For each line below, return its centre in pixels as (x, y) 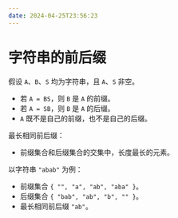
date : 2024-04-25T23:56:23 (53, 16)
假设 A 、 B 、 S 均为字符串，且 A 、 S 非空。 (74, 81)
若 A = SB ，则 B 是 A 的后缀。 (67, 108)
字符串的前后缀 (57, 57)
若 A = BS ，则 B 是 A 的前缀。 (67, 98)
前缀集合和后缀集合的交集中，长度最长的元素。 (97, 152)
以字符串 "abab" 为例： (45, 169)
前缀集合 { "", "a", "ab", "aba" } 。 (81, 186)
